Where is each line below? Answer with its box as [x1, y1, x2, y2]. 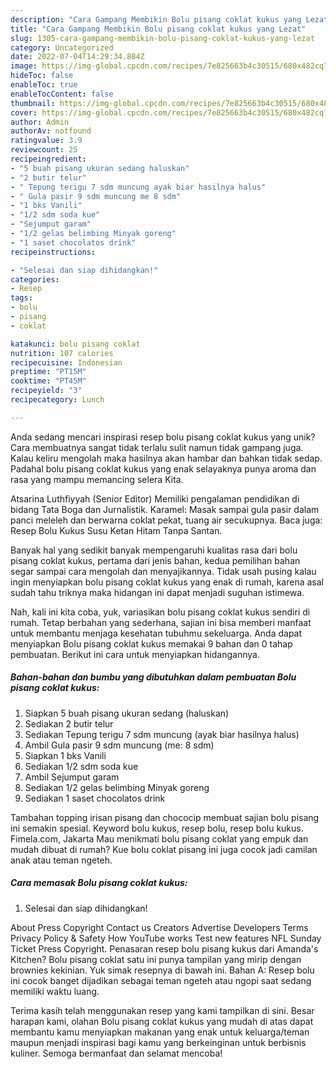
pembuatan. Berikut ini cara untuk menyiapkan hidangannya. [10, 648, 260, 660]
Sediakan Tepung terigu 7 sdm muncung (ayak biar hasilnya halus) [24, 728, 300, 740]
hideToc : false [10, 71, 74, 81]
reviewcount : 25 [10, 145, 78, 155]
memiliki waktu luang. [10, 985, 100, 997]
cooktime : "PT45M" [10, 376, 87, 386]
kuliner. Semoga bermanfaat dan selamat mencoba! [10, 1047, 223, 1059]
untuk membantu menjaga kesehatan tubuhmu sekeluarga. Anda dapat [10, 627, 303, 639]
